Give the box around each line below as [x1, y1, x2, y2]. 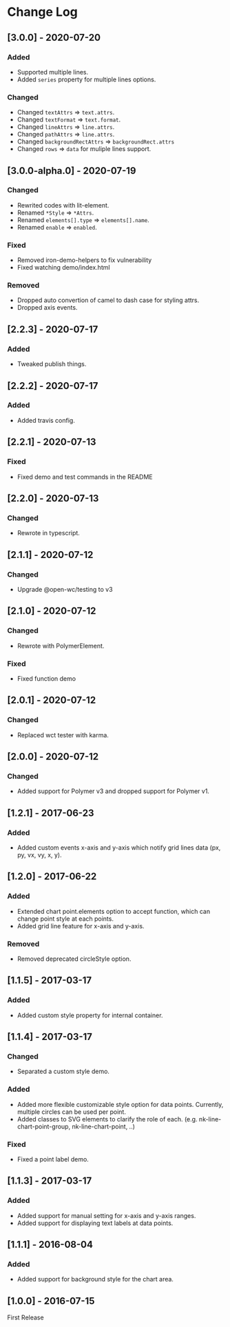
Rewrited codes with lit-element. [17, 201, 109, 209]
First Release [7, 1313, 44, 1321]
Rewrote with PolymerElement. [17, 641, 105, 650]
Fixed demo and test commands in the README [17, 472, 153, 481]
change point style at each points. [17, 915, 114, 923]
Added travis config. [17, 416, 76, 424]
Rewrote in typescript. [17, 529, 81, 537]
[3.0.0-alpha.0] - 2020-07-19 [7, 165, 136, 177]
